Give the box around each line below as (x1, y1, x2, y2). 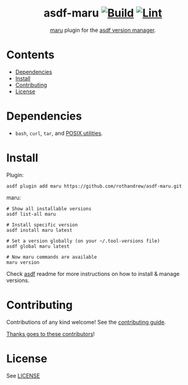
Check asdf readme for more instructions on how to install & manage (6, 270, 180, 277)
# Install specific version (6, 221, 78, 228)
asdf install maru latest (6, 227, 72, 233)
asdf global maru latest (6, 243, 70, 250)
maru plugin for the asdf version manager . (50, 26, 156, 34)
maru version (6, 259, 40, 265)
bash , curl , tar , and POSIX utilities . (15, 129, 103, 137)
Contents (6, 48, 55, 62)
